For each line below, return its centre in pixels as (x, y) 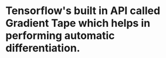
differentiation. (43, 48)
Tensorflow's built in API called (83, 11)
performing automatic (60, 36)
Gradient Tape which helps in (78, 23)
